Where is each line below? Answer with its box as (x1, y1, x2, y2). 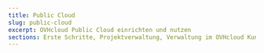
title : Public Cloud (8, 11, 76, 19)
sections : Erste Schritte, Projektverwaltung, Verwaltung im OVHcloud (8, 33, 244, 41)
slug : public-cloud (8, 19, 72, 26)
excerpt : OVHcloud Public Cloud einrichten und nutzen (8, 26, 192, 34)
